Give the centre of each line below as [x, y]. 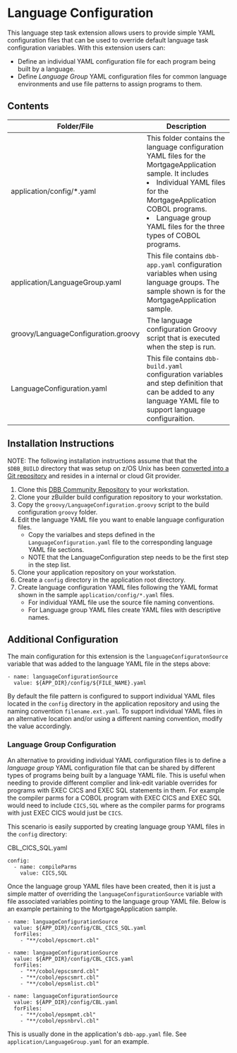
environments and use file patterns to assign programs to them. [110, 84]
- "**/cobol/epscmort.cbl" [60, 940]
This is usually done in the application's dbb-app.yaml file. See [97, 1034]
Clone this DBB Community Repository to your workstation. [103, 489]
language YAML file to [183, 401]
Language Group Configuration [62, 744]
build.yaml [165, 366]
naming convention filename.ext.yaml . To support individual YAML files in [115, 711]
